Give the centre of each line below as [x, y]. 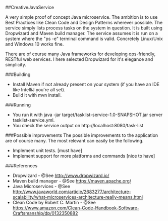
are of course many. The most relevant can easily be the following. [74, 141]
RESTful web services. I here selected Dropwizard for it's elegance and [79, 59]
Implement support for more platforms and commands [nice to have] [84, 156]
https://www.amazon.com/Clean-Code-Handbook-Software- [76, 208]
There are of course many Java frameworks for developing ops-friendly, [80, 54]
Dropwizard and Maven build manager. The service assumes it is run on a [81, 33]
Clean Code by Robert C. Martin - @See [54, 202]
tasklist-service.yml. [34, 120]
